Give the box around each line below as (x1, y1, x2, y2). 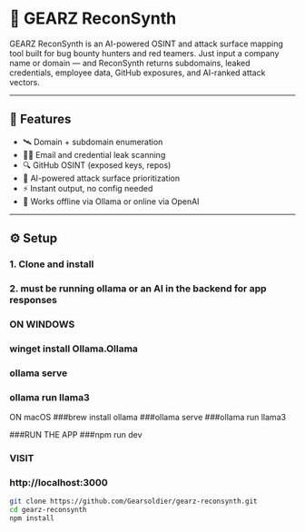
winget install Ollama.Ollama (9, 342, 139, 355)
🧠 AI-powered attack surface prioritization (22, 172, 180, 183)
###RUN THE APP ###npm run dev (9, 429, 143, 440)
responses (9, 293, 57, 306)
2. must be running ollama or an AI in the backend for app (9, 281, 267, 294)
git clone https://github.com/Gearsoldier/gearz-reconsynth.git (9, 497, 258, 507)
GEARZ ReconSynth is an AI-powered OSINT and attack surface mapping (9, 38, 284, 49)
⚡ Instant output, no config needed (22, 182, 153, 193)
